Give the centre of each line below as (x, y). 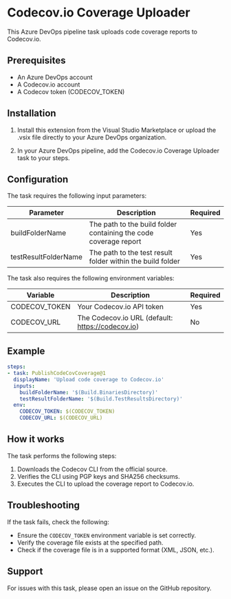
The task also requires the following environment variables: (91, 278)
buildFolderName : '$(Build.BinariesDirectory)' (89, 392)
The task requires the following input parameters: (77, 196)
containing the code (121, 233)
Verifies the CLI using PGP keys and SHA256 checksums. (98, 476)
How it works (36, 439)
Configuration (38, 179)
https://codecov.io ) (108, 326)
